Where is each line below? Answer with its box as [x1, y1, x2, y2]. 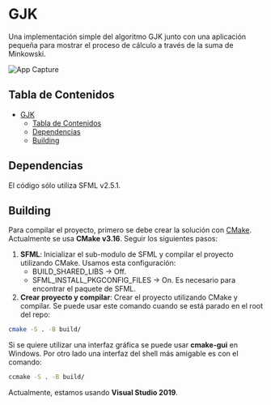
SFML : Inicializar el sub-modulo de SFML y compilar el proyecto [19, 249, 234, 259]
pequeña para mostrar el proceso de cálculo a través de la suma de [8, 40, 234, 49]
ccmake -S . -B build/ [8, 373, 85, 382]
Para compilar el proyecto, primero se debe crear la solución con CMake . [8, 225, 252, 235]
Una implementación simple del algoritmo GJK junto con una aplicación [8, 32, 247, 41]
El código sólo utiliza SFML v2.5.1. [8, 180, 121, 190]
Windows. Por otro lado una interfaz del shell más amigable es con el [8, 349, 239, 359]
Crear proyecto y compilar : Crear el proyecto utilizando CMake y [19, 292, 239, 302]
